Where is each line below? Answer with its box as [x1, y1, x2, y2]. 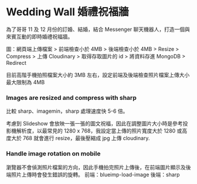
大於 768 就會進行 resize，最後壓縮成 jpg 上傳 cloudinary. [11, 135, 150, 142]
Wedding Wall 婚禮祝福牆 [6, 5, 129, 19]
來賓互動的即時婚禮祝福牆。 [6, 33, 73, 40]
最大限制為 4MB [6, 78, 45, 85]
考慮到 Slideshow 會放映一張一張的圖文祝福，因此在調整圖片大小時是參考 [6, 120, 183, 127]
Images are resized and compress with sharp [6, 93, 137, 102]
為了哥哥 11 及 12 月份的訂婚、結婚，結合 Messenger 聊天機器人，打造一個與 [6, 26, 191, 33]
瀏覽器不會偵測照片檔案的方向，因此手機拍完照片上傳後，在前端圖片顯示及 [6, 164, 186, 171]
